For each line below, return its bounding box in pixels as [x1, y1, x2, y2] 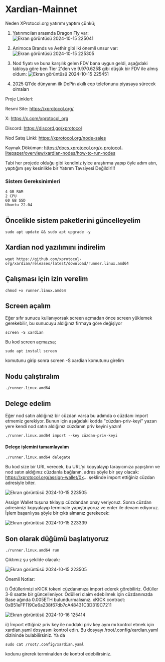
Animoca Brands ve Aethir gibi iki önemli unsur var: [12, 45, 118, 51]
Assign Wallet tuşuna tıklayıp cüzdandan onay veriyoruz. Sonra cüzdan [5, 499, 152, 505]
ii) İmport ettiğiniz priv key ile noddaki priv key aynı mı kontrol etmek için [5, 622, 154, 628]
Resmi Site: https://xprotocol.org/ [5, 105, 74, 111]
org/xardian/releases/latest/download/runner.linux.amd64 [5, 261, 129, 266]
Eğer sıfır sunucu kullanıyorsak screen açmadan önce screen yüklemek [5, 315, 152, 321]
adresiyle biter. [5, 480, 36, 486]
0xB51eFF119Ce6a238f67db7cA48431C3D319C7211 [5, 602, 112, 608]
